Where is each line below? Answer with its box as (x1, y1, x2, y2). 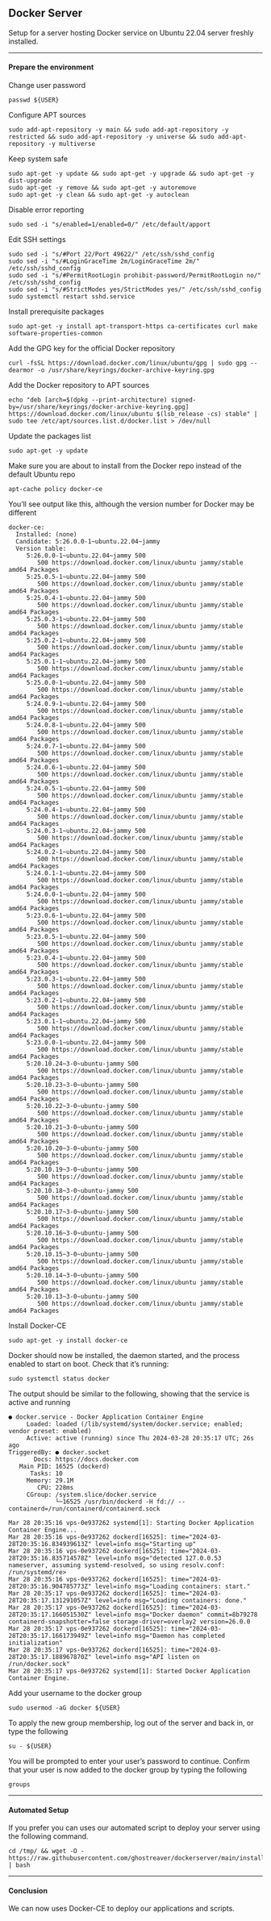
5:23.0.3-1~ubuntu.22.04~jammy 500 (26, 975, 147, 983)
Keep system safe (8, 154, 69, 164)
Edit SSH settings (8, 235, 66, 244)
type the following (8, 1727, 69, 1736)
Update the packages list (8, 431, 91, 441)
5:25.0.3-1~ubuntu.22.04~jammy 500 (26, 615, 147, 623)
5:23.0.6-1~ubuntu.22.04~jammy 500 (26, 911, 147, 920)
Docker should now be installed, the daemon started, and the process (8, 1351, 240, 1361)
